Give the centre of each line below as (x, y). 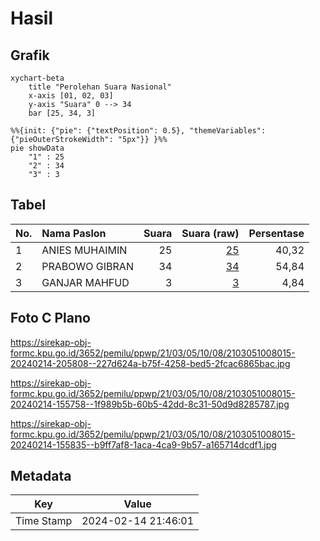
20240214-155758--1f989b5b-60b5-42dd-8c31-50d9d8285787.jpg (150, 404)
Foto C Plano (50, 318)
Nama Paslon (74, 233)
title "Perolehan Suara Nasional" (100, 87)
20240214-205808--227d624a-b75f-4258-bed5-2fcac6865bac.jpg (150, 363)
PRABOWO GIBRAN (87, 266)
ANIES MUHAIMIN (84, 250)
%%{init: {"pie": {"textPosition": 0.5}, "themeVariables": (138, 131)
